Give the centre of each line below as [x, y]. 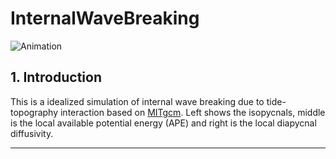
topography [34, 112]
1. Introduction [56, 77]
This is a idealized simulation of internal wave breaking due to [137, 101]
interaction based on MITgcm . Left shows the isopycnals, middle [192, 112]
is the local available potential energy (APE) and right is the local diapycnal [163, 123]
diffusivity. [32, 133]
